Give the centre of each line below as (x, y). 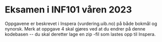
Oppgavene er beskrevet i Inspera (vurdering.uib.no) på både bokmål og (81, 23)
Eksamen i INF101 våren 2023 (68, 10)
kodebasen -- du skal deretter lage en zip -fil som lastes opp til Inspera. (80, 34)
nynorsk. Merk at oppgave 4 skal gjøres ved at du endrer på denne (75, 28)
